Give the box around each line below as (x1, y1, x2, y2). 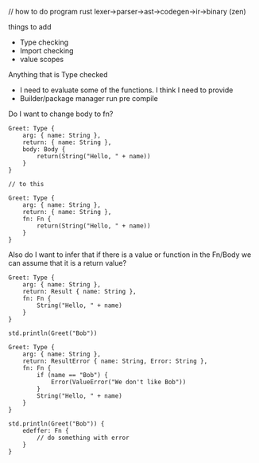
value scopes (19, 55, 64, 64)
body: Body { (22, 146, 66, 154)
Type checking (19, 37, 69, 47)
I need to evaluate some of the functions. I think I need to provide (19, 85, 234, 95)
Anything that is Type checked (8, 70, 109, 79)
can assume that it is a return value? (8, 259, 127, 267)
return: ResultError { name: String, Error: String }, (22, 357, 208, 365)
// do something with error (37, 434, 129, 442)
